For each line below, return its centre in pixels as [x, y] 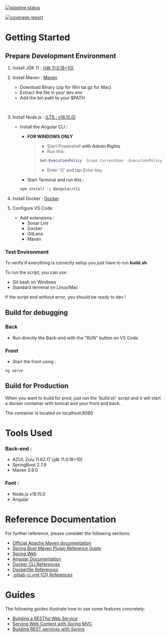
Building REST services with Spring [48, 629]
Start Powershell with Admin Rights [84, 146]
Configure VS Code [32, 208]
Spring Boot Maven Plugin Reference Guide [57, 548]
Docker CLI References [36, 564]
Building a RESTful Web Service [45, 618]
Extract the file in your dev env [51, 93]
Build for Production [37, 386]
